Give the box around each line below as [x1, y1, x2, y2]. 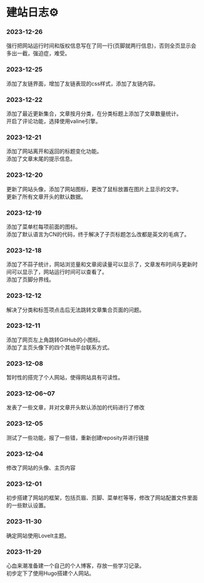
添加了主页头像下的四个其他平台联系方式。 [6, 344, 113, 351]
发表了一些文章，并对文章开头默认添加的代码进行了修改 [6, 404, 144, 411]
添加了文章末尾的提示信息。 [6, 155, 76, 163]
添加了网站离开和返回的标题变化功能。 [6, 148, 102, 155]
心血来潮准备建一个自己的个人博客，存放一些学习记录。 [6, 562, 144, 569]
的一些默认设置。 [6, 502, 49, 509]
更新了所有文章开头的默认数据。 [6, 193, 86, 200]
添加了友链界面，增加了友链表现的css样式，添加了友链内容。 [6, 80, 159, 87]
